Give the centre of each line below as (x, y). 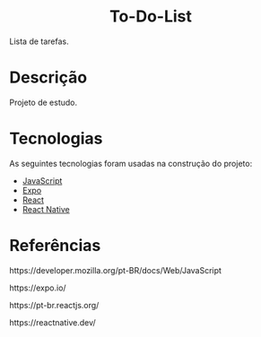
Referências (55, 246)
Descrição (48, 78)
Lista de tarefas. (39, 41)
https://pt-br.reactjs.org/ (54, 305)
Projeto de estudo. (43, 102)
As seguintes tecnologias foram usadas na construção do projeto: (131, 163)
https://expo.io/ (38, 288)
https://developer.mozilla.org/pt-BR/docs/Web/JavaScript (116, 270)
